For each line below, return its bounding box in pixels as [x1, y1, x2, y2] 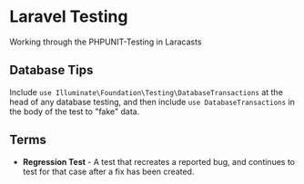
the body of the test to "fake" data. [9, 106, 140, 117]
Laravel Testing [9, 6, 128, 27]
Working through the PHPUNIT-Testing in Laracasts [9, 36, 202, 47]
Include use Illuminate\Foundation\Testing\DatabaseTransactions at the [9, 86, 284, 97]
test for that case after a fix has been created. [22, 166, 195, 177]
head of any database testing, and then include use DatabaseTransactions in [9, 96, 296, 107]
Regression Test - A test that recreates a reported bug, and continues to [22, 156, 296, 167]
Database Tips [9, 63, 94, 78]
